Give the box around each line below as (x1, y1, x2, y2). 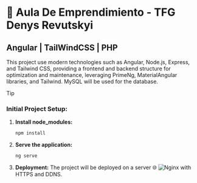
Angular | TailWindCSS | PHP (6, 42, 118, 53)
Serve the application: (15, 141, 73, 148)
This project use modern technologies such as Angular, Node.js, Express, (6, 59, 190, 65)
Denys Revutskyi (6, 18, 94, 32)
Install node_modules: (15, 118, 73, 126)
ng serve (15, 153, 38, 159)
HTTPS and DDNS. (15, 171, 63, 178)
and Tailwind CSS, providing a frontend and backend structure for (6, 65, 171, 72)
